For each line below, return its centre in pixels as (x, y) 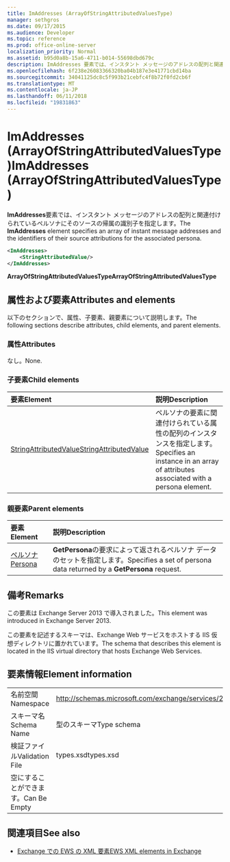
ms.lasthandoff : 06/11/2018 (47, 97)
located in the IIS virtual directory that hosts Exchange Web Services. (105, 651)
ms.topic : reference (37, 39)
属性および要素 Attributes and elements (91, 300)
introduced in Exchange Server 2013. (59, 620)
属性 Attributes (31, 345)
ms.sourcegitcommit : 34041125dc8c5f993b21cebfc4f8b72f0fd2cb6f (99, 77)
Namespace (30, 703)
